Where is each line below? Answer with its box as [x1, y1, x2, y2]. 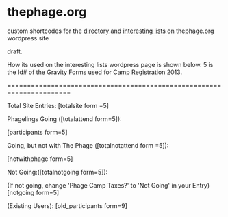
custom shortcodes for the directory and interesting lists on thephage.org [7, 27, 214, 35]
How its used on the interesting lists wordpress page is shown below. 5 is [7, 60, 214, 68]
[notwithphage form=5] [7, 155, 73, 163]
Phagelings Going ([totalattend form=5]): [7, 114, 122, 123]
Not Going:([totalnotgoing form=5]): [7, 168, 108, 176]
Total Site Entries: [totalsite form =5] [7, 101, 110, 110]
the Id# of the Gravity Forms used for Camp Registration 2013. [7, 68, 183, 76]
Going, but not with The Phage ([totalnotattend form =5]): [7, 141, 169, 149]
